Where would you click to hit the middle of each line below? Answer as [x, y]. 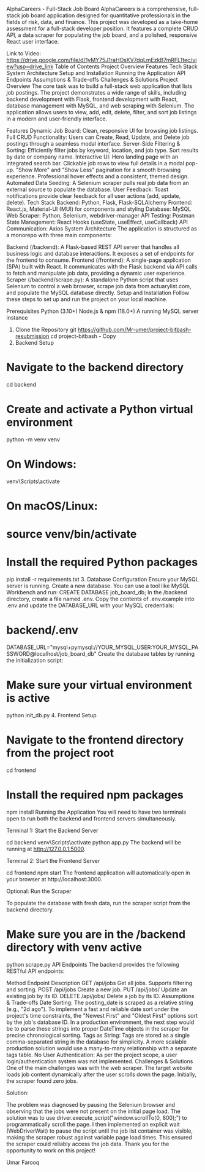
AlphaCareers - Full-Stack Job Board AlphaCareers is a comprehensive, [97, 9]
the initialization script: [35, 661]
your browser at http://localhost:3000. [54, 879]
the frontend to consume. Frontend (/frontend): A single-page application [99, 260]
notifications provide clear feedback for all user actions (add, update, [94, 196]
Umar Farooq [23, 1162]
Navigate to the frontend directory [95, 740]
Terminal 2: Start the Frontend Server [53, 860]
